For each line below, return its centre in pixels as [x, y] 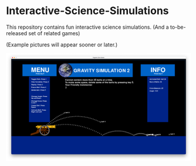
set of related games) [54, 33]
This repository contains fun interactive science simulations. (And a [87, 27]
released [17, 33]
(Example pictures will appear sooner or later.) [62, 45]
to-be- [178, 27]
